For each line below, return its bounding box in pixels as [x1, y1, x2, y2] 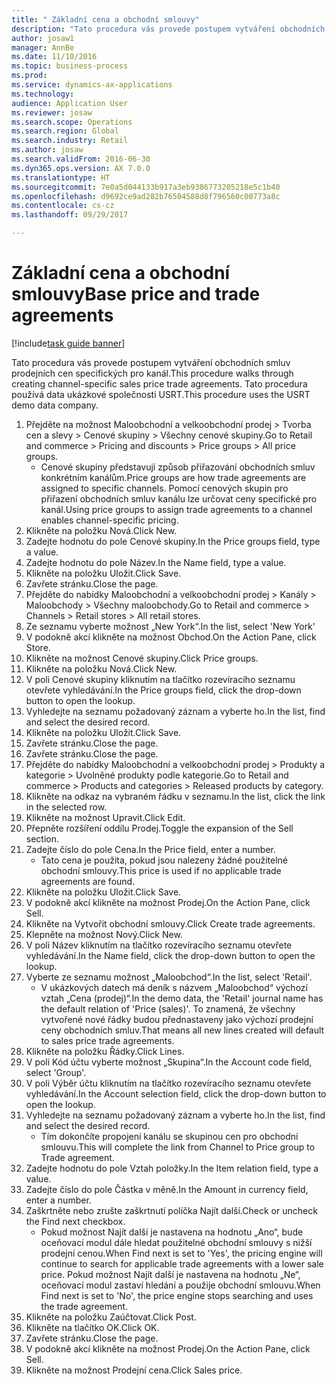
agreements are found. [40, 875, 136, 887]
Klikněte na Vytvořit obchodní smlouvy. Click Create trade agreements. [25, 917, 316, 930]
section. [25, 832, 60, 845]
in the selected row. [25, 801, 108, 813]
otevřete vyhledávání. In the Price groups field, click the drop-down [25, 684, 302, 696]
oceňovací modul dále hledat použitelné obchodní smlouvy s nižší [40, 1236, 313, 1248]
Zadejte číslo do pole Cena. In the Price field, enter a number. [25, 843, 277, 855]
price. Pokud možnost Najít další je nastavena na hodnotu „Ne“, [40, 1268, 301, 1280]
